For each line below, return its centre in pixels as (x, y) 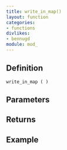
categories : (21, 22)
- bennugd (18, 39)
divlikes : (18, 34)
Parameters (28, 100)
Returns (21, 120)
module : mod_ (22, 45)
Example (22, 140)
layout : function (27, 17)
